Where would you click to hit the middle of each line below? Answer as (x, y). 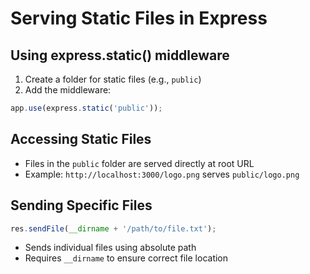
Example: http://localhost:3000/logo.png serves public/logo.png (162, 174)
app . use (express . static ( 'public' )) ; (86, 108)
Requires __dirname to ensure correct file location (126, 258)
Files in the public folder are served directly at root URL (139, 163)
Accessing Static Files (81, 139)
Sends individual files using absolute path (110, 248)
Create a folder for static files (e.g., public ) (113, 79)
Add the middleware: (68, 90)
